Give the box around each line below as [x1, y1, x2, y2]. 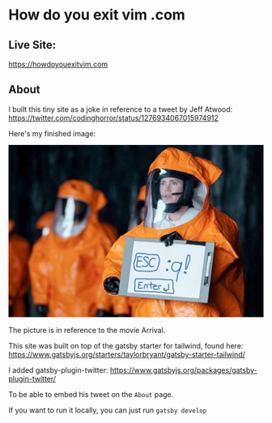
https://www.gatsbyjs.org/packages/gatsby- [109, 365, 257, 374]
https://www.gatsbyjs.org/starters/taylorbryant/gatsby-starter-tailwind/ [8, 349, 245, 359]
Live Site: [8, 38, 57, 52]
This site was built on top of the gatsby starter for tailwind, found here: [8, 340, 244, 350]
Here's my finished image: [8, 128, 96, 139]
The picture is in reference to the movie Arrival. [8, 325, 166, 335]
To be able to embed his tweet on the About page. [8, 389, 174, 399]
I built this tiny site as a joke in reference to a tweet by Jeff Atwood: [8, 104, 233, 114]
